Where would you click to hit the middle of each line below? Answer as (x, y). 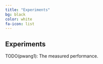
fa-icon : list (20, 24)
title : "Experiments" (28, 10)
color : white (19, 19)
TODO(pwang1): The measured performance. (52, 56)
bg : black (15, 14)
